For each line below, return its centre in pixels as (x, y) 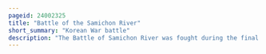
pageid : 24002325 (37, 15)
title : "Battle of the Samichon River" (75, 23)
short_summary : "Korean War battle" (69, 30)
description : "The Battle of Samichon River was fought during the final (134, 38)
